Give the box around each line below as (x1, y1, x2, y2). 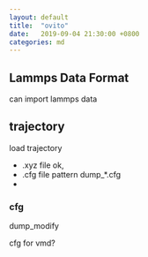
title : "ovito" (9, 21, 69, 30)
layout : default (9, 12, 69, 22)
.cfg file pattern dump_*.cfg (21, 169, 122, 179)
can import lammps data (9, 94, 98, 104)
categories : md (9, 37, 65, 47)
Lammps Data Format (9, 70, 129, 85)
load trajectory (9, 142, 63, 153)
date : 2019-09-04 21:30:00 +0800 (9, 29, 140, 38)
